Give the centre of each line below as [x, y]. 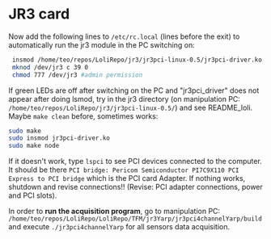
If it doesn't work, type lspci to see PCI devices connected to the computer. [135, 161]
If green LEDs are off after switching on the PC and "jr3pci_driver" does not [134, 90]
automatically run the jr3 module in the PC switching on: [102, 44]
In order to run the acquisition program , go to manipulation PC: [114, 212]
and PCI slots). [33, 195]
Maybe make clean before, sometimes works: [83, 116]
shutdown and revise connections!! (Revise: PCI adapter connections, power [135, 187]
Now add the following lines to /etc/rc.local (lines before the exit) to [124, 36]
